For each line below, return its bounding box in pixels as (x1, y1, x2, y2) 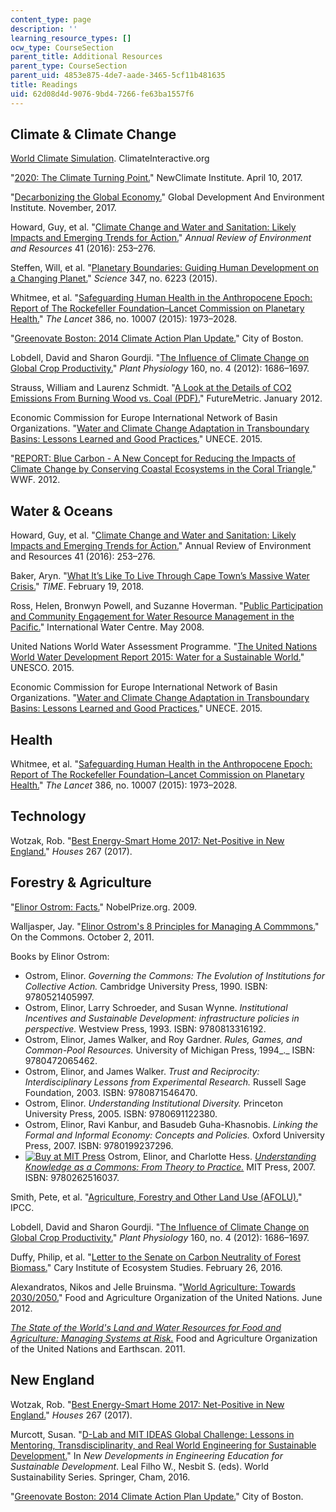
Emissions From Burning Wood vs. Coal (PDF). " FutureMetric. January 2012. (10, 392, 323, 405)
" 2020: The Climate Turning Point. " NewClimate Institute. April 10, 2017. (10, 172, 303, 184)
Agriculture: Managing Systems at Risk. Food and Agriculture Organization (10, 1332, 318, 1344)
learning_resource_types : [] (10, 33, 132, 43)
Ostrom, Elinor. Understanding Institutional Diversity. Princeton (24, 1097, 283, 1109)
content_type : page (10, 14, 92, 25)
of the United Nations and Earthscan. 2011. (10, 1342, 186, 1355)
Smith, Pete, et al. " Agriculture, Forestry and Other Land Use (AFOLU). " (10, 1191, 303, 1203)
